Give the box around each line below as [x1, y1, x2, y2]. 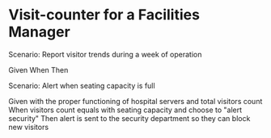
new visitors [8, 122, 49, 132]
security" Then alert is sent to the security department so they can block [8, 113, 251, 123]
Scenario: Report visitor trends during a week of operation [8, 49, 202, 59]
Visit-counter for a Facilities [8, 6, 201, 24]
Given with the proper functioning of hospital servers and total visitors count [8, 96, 263, 106]
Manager [8, 23, 70, 41]
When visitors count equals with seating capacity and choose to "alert [8, 105, 243, 115]
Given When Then [8, 65, 69, 74]
